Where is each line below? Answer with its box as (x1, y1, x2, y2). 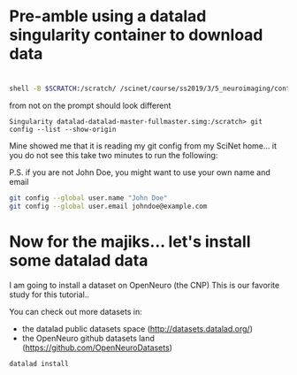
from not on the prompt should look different (9, 100, 171, 111)
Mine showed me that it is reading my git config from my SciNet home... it (9, 141, 277, 151)
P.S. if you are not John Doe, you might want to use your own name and (9, 167, 271, 178)
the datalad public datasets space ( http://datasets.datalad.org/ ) (21, 323, 254, 333)
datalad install (9, 359, 69, 368)
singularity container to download (9, 25, 263, 45)
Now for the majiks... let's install (9, 232, 251, 252)
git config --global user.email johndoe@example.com (9, 202, 208, 211)
